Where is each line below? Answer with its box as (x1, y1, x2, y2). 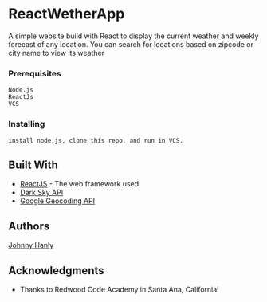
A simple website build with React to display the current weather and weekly (8, 31, 259, 41)
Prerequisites (8, 68, 61, 79)
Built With (8, 158, 58, 171)
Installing (8, 119, 45, 130)
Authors (8, 219, 50, 233)
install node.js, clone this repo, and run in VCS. (8, 136, 183, 144)
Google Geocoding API (19, 196, 96, 206)
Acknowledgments (8, 264, 105, 277)
